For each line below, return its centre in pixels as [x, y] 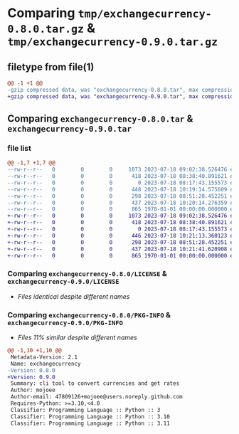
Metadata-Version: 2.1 [44, 357]
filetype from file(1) [51, 67]
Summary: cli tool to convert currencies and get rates [95, 383]
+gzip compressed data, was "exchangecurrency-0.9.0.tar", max [103, 96]
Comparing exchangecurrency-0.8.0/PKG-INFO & [89, 314]
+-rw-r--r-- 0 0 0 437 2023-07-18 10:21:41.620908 [117, 249]
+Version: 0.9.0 [31, 377]
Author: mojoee [33, 390]
